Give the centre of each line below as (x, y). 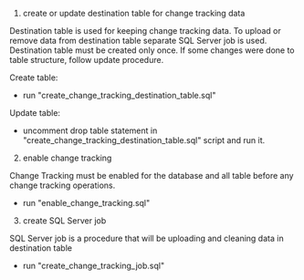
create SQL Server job (64, 221)
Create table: (34, 78)
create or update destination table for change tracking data (134, 13)
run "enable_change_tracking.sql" (86, 203)
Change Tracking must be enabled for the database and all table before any (152, 176)
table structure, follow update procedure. (87, 60)
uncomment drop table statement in (90, 130)
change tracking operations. (63, 185)
